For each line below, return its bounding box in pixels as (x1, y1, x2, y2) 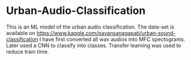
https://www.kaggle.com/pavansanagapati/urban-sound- (36, 29, 176, 36)
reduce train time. (6, 48, 49, 55)
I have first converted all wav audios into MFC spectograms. (39, 36, 186, 43)
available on (6, 29, 35, 36)
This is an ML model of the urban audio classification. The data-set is (6, 23, 174, 30)
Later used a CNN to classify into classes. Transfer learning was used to (6, 42, 182, 49)
